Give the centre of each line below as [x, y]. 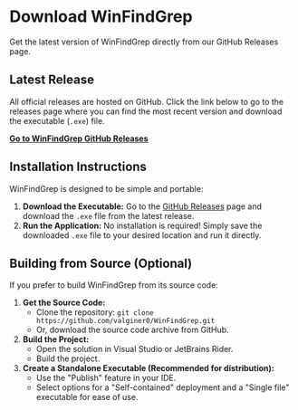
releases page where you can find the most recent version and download [146, 111]
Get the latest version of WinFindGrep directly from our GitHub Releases [144, 42]
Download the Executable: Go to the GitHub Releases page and [142, 206]
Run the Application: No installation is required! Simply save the [142, 225]
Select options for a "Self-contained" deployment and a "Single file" [163, 387]
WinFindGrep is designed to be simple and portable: [106, 188]
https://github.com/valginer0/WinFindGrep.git [125, 321]
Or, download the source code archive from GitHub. [132, 330]
